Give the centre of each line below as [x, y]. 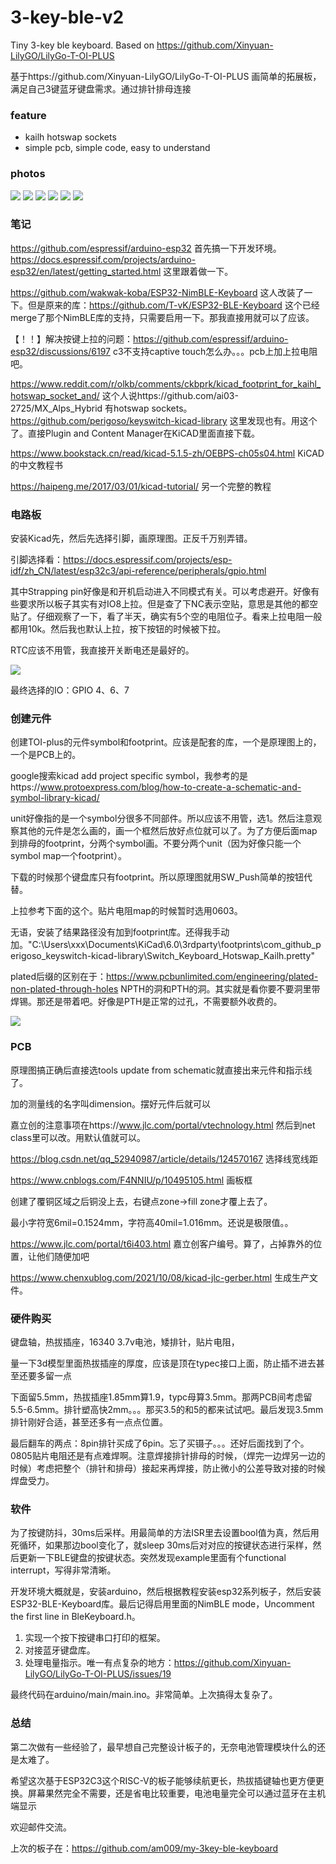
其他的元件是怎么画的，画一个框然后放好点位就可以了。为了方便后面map [168, 831]
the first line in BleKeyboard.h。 [75, 1617]
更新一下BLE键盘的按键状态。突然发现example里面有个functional [152, 1558]
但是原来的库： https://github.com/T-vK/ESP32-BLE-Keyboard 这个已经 [173, 305]
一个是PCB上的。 [46, 755]
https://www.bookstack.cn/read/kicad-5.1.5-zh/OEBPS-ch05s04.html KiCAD [167, 453]
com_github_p [292, 945]
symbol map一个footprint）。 [68, 856]
